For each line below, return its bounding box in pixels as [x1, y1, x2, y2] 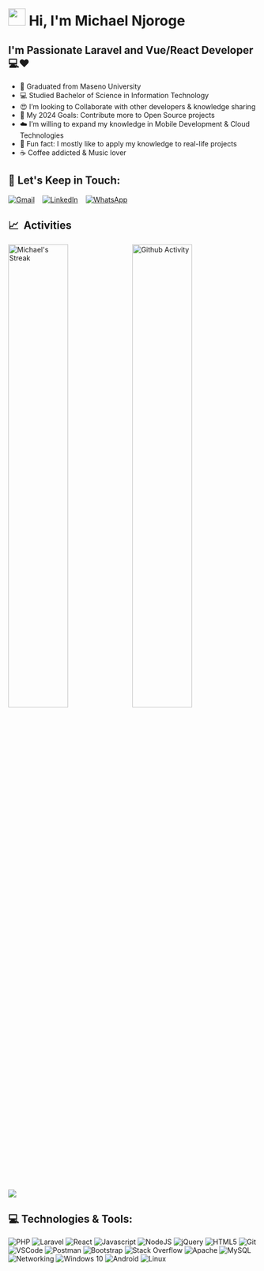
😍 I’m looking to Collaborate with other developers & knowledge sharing [19, 102, 256, 111]
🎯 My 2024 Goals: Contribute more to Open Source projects [19, 111, 215, 120]
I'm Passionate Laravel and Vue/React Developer [8, 44, 254, 57]
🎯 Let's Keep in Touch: [8, 174, 121, 188]
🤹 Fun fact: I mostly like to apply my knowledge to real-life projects [19, 139, 237, 148]
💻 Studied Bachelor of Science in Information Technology [19, 91, 209, 100]
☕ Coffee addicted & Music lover [19, 148, 126, 157]
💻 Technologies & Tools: [8, 1212, 133, 1226]
